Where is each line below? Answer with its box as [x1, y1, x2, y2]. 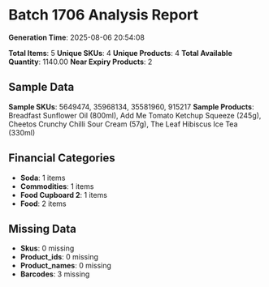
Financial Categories [8, 152, 115, 165]
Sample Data [8, 80, 75, 94]
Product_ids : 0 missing [20, 252, 99, 262]
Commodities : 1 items [20, 181, 94, 191]
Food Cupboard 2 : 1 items [20, 190, 108, 199]
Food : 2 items [20, 199, 67, 208]
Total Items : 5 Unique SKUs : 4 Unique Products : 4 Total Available [8, 48, 233, 58]
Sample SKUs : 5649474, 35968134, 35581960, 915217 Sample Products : [8, 101, 254, 111]
